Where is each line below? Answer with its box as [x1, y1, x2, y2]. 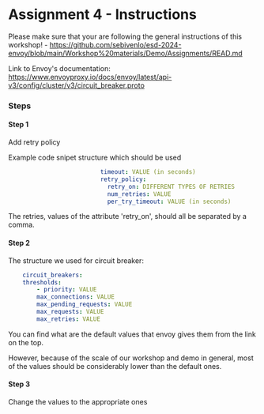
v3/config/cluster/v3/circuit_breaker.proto [8, 81, 145, 90]
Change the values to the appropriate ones [8, 397, 148, 406]
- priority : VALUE [36, 286, 97, 294]
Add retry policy [8, 137, 61, 147]
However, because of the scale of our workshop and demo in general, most [8, 353, 255, 363]
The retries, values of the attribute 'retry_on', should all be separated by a [8, 212, 247, 221]
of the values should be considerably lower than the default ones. [8, 361, 222, 371]
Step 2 [8, 239, 30, 248]
